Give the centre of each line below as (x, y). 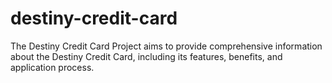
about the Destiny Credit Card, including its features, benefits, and (146, 56)
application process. (52, 67)
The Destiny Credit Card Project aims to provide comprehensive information (166, 46)
